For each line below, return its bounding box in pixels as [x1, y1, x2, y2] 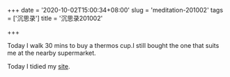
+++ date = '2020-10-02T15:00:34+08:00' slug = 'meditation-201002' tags [7, 6, 224, 14]
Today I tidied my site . [7, 62, 70, 70]
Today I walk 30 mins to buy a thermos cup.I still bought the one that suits [7, 42, 220, 49]
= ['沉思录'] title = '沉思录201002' [7, 14, 103, 22]
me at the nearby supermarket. [7, 49, 96, 57]
